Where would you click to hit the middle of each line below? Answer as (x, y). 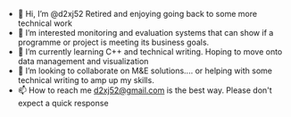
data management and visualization (83, 61)
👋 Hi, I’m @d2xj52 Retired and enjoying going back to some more (137, 14)
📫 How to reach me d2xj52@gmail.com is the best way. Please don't (145, 90)
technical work (45, 23)
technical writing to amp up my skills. (86, 80)
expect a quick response (63, 103)
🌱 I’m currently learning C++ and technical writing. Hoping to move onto (150, 52)
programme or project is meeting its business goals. (113, 42)
